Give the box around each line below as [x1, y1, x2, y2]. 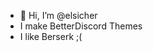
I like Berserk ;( [19, 31, 83, 42]
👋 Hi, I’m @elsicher [19, 10, 98, 21]
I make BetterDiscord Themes [19, 20, 143, 32]
